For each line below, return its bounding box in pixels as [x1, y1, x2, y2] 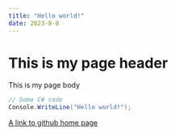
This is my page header [8, 54, 169, 72]
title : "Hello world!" [8, 11, 85, 20]
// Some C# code [8, 96, 63, 104]
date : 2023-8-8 [8, 19, 60, 27]
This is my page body [8, 80, 81, 90]
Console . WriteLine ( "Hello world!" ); [8, 104, 131, 112]
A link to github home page [8, 118, 98, 128]
